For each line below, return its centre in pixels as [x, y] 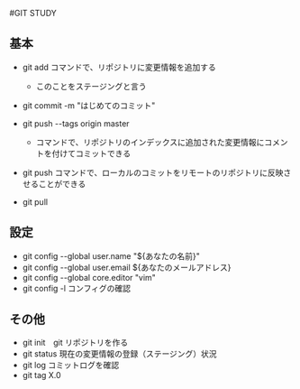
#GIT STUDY [33, 13]
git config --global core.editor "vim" [89, 277]
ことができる [62, 183]
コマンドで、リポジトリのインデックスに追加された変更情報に [150, 142]
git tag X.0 [41, 375]
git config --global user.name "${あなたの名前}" [111, 255]
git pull [35, 201]
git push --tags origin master [76, 123]
